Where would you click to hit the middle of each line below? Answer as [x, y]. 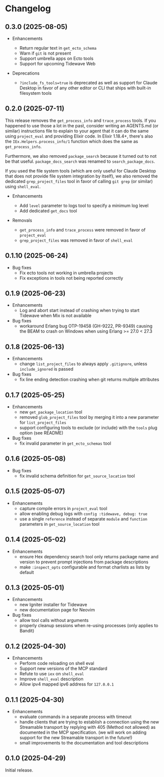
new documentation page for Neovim [57, 610]
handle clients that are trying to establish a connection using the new [89, 722]
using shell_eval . [23, 186]
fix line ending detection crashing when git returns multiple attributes [89, 379]
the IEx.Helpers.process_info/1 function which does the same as [72, 141]
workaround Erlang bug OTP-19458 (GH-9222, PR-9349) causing [86, 326]
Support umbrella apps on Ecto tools [56, 58]
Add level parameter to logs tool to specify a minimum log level [84, 205]
